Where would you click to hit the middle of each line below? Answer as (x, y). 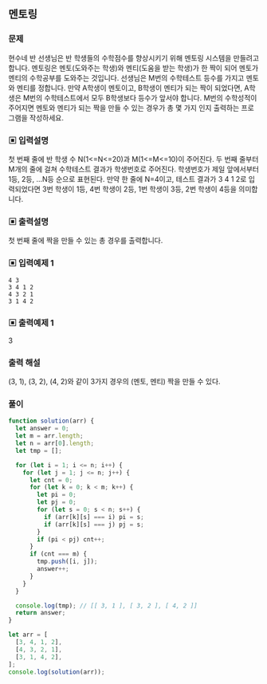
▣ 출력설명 (29, 222)
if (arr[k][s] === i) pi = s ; (94, 517)
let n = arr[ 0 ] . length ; (55, 444)
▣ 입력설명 (29, 140)
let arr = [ (28, 635)
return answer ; (41, 613)
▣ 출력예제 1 (31, 323)
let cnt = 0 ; (51, 480)
